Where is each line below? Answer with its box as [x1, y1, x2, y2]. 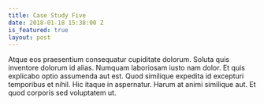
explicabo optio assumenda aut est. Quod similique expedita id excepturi [8, 71, 244, 81]
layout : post [8, 33, 51, 42]
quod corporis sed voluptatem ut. [8, 88, 117, 98]
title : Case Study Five [8, 11, 87, 20]
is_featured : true [8, 26, 69, 34]
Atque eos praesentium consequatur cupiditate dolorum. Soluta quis [8, 55, 230, 64]
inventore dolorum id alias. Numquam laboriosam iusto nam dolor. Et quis [8, 63, 246, 73]
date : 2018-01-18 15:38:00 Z [8, 19, 104, 27]
